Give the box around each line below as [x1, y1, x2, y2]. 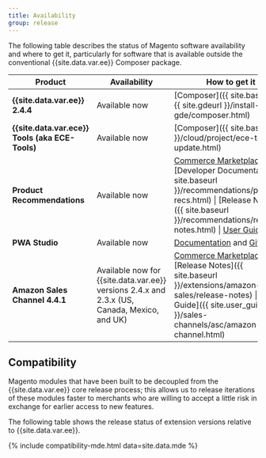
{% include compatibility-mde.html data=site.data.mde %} [8, 441, 198, 451]
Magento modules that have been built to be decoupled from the [8, 377, 219, 386]
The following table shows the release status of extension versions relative [8, 417, 252, 427]
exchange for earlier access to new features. [8, 402, 154, 411]
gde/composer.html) [173, 109, 251, 120]
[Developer [173, 165, 216, 176]
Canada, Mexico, [96, 304, 160, 315]
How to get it [205, 76, 256, 87]
